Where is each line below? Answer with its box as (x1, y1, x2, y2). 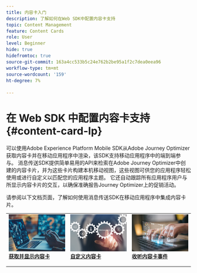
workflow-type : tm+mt (6, 65, 59, 71)
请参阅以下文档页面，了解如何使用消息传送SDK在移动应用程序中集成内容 (6, 194, 181, 201)
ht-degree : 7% (6, 77, 41, 83)
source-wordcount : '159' (6, 71, 67, 77)
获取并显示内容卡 (8, 253, 50, 260)
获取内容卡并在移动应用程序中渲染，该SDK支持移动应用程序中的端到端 (6, 152, 176, 159)
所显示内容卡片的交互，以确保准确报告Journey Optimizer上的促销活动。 (6, 181, 179, 188)
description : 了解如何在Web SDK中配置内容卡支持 (6, 15, 116, 22)
